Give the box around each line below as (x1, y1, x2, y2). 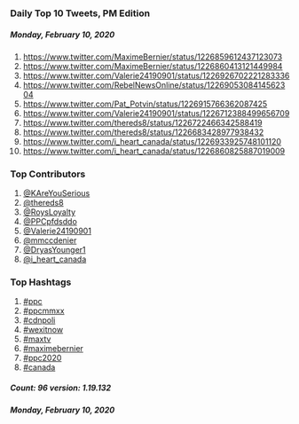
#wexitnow (22, 325, 64, 335)
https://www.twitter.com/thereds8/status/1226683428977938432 (22, 127, 264, 137)
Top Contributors (10, 168, 86, 180)
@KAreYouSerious (22, 188, 90, 199)
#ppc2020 (22, 353, 62, 364)
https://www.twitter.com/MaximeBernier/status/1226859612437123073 (22, 51, 283, 62)
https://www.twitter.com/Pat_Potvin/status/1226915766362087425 (22, 98, 268, 109)
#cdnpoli (22, 315, 56, 326)
